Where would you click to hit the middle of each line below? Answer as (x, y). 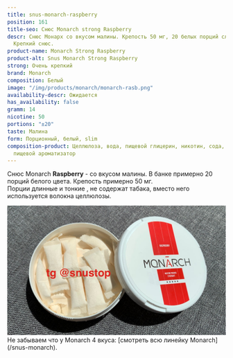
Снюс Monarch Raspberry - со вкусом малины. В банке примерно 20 (110, 174)
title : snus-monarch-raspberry (52, 15)
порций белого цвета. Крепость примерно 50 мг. (80, 181)
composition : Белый (35, 80)
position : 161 (28, 22)
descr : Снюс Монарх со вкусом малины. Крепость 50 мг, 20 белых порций (113, 37)
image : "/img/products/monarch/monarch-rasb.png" (80, 88)
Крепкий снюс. (34, 44)
